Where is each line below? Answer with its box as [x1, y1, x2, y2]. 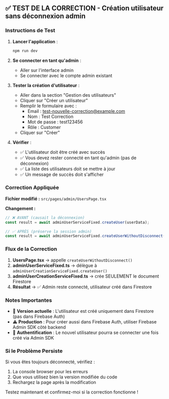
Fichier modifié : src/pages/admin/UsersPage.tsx [5, 195, 107, 202]
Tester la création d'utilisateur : [12, 82, 80, 88]
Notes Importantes [5, 297, 52, 304]
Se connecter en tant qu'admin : [12, 57, 81, 63]
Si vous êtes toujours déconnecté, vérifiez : [5, 359, 95, 365]
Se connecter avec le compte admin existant [20, 73, 113, 79]
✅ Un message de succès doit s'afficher [20, 171, 104, 177]
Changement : [5, 205, 36, 211]
